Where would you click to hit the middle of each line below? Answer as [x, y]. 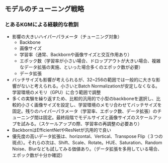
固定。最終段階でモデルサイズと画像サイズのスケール [98, 117]
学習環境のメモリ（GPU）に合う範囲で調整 [56, 92]
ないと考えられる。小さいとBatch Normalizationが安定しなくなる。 [91, 86]
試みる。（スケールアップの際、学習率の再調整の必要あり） [81, 124]
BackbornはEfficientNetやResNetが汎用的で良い [62, 130]
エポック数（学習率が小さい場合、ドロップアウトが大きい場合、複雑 [90, 61]
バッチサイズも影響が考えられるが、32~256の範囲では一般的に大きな [84, 79]
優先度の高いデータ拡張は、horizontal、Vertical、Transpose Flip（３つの [87, 136]
